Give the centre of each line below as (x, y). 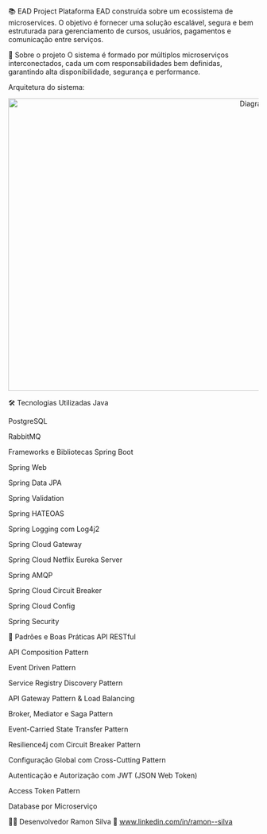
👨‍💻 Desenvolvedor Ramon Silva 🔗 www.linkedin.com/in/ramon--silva (120, 822)
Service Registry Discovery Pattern (66, 683)
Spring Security (34, 621)
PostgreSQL (28, 421)
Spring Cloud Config (42, 606)
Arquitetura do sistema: (46, 87)
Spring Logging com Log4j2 (54, 529)
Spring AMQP (31, 575)
